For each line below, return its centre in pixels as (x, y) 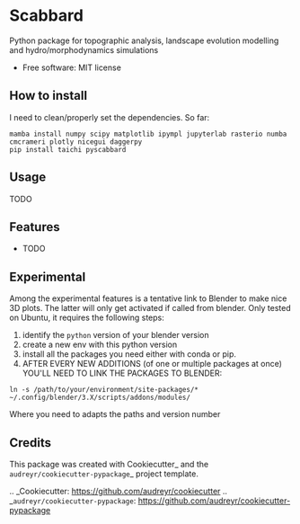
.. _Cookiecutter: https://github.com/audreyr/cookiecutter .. (118, 491)
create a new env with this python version (100, 345)
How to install (49, 96)
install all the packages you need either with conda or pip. (129, 354)
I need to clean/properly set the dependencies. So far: (110, 117)
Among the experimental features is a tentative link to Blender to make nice (148, 298)
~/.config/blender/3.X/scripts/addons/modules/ (100, 398)
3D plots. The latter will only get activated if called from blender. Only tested (150, 308)
